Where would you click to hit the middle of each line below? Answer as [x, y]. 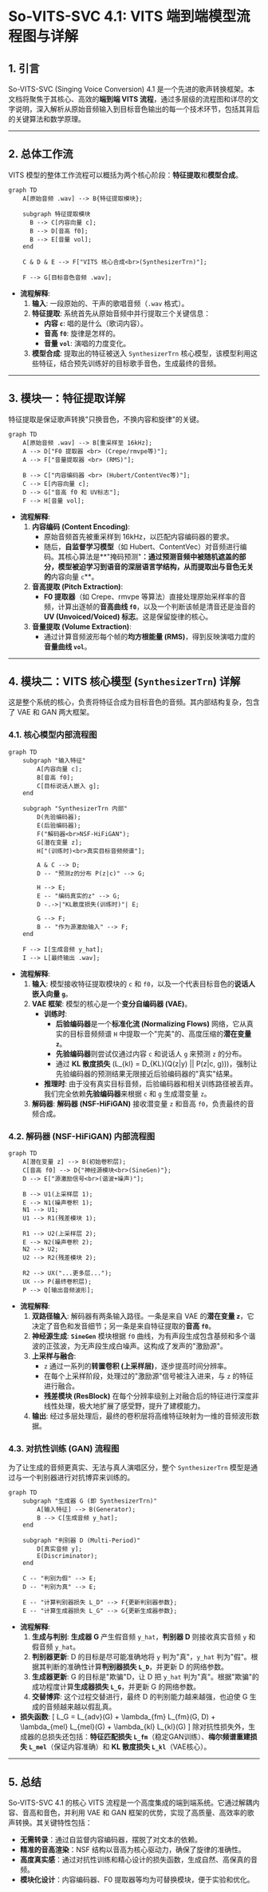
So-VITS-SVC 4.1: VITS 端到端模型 [122, 16]
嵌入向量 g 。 [52, 994]
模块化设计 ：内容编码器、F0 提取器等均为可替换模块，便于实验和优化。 [137, 1880]
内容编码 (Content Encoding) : [81, 526]
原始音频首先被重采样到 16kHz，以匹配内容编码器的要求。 [138, 536]
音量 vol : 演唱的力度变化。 [87, 343]
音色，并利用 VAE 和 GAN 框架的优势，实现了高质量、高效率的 [145, 1813]
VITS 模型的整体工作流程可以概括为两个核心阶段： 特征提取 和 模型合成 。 [126, 175]
